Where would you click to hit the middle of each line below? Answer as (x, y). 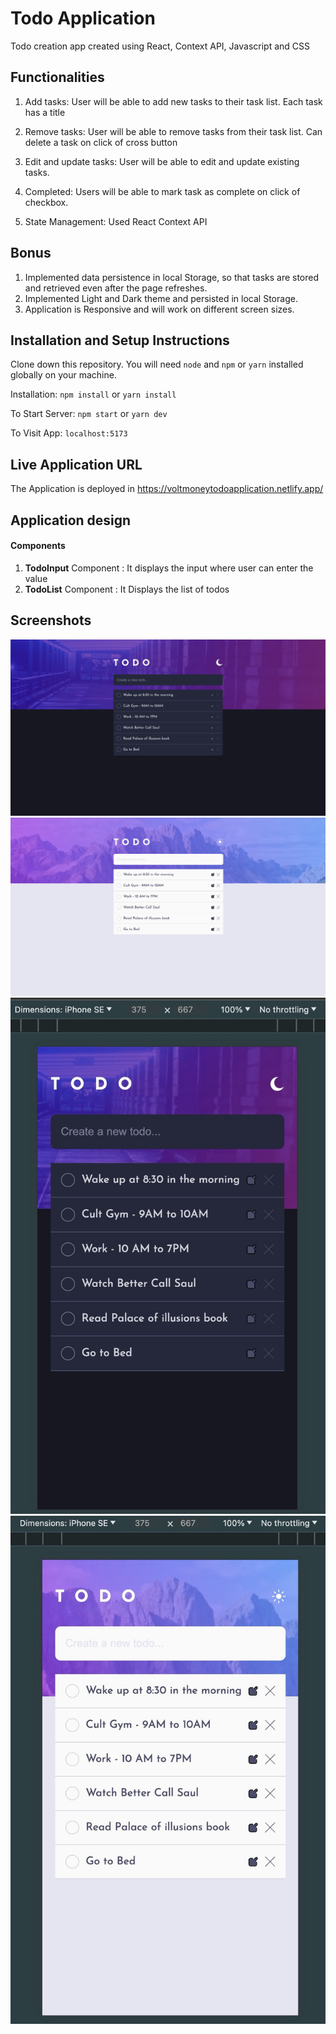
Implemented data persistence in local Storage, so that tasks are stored (172, 277)
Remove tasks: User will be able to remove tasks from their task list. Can (173, 131)
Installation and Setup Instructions (120, 340)
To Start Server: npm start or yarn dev (89, 414)
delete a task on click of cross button (101, 142)
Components (38, 546)
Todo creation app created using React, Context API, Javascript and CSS (160, 46)
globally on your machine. (63, 375)
